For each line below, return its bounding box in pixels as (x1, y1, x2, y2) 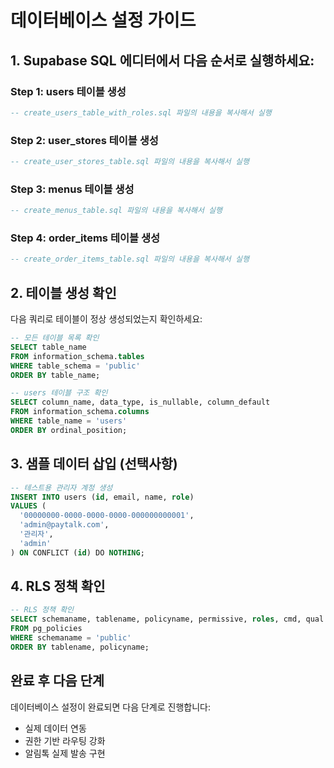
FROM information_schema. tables (10, 351, 145, 361)
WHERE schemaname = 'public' (10, 633, 132, 643)
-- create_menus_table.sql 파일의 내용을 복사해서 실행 (10, 206, 223, 216)
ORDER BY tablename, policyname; (10, 642, 150, 652)
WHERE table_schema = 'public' (10, 361, 141, 371)
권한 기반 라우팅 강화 (24, 734, 106, 746)
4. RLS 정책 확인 (10, 578, 106, 595)
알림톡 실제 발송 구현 (24, 747, 106, 759)
